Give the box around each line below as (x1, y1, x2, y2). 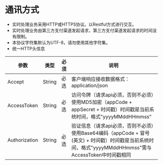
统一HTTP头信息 (12, 46, 45, 51)
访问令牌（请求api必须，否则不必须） (71, 91, 154, 98)
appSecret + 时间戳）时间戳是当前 (71, 106, 149, 113)
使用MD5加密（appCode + (71, 99, 132, 105)
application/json (71, 82, 108, 89)
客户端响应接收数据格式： (71, 76, 130, 82)
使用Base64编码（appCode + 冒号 (71, 130, 150, 136)
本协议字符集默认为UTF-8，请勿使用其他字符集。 (12, 39, 111, 45)
